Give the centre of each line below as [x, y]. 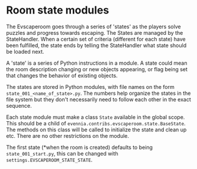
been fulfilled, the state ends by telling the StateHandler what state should [96, 45]
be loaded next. [25, 51]
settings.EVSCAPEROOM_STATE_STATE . [49, 160]
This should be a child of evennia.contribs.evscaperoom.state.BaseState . [96, 123]
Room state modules [58, 10]
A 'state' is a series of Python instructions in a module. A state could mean [97, 63]
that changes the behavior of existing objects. [62, 75]
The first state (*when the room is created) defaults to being [79, 147]
